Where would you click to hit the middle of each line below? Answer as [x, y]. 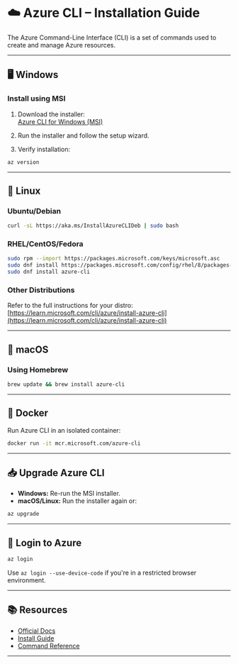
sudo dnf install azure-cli [49, 272]
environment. [27, 580]
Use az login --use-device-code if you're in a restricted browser [102, 572]
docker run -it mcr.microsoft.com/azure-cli [74, 443]
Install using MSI [36, 99]
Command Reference [49, 646]
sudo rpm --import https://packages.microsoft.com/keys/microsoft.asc [114, 259]
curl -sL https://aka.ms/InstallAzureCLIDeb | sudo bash [93, 226]
